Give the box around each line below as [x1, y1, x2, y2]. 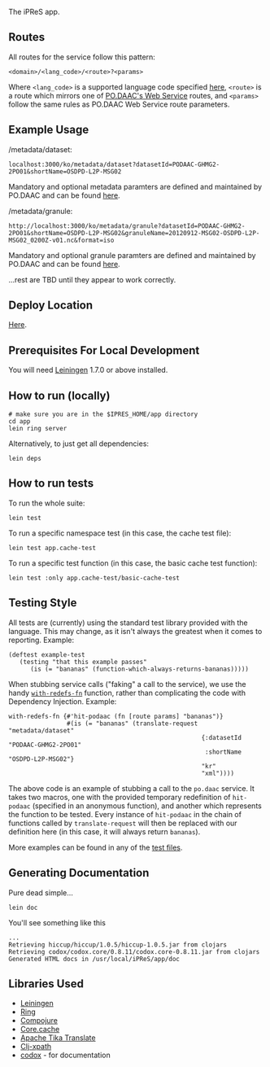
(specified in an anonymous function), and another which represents [32, 801, 262, 811]
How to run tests [8, 476, 94, 491]
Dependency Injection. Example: [8, 696, 117, 706]
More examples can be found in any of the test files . [8, 842, 183, 852]
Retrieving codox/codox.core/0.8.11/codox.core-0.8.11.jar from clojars [8, 947, 260, 955]
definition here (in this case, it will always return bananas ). [8, 826, 201, 837]
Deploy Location [8, 299, 94, 313]
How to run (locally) [8, 388, 111, 402]
